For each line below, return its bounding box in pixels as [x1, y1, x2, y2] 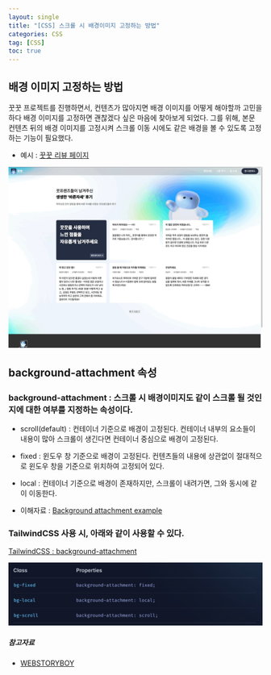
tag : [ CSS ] [8, 39, 45, 47]
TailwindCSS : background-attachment [8, 547, 137, 556]
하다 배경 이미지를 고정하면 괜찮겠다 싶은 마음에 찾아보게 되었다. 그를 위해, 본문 [8, 113, 256, 123]
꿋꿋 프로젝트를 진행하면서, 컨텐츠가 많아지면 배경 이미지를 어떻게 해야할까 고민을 [8, 102, 263, 112]
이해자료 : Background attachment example [19, 505, 163, 515]
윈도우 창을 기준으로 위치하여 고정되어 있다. [28, 460, 165, 471]
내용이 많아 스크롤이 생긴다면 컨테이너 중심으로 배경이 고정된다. [19, 434, 219, 444]
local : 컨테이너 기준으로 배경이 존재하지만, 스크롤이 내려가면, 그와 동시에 [19, 478, 249, 488]
